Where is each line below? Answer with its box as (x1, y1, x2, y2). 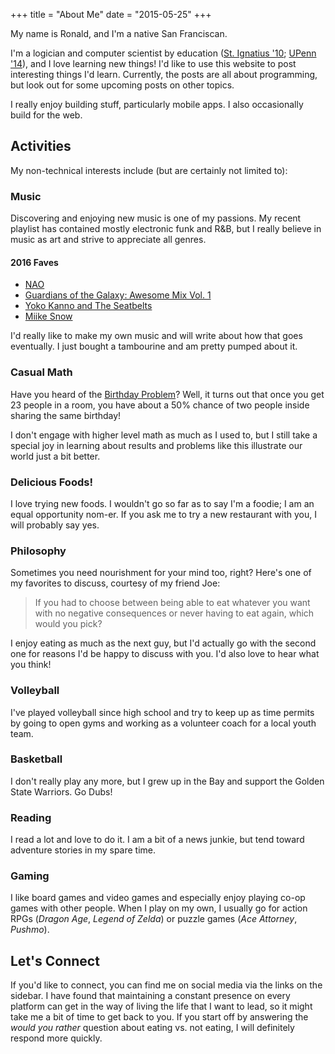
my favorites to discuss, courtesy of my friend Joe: (10, 577, 221, 589)
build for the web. (10, 109, 83, 121)
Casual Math (10, 365, 73, 379)
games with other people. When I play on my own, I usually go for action (10, 902, 308, 914)
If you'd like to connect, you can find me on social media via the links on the (10, 979, 323, 991)
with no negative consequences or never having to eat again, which (34, 607, 315, 619)
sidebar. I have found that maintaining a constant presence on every (10, 990, 291, 1002)
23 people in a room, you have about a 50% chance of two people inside (10, 399, 310, 411)
